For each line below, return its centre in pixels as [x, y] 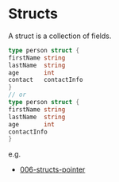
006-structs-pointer [52, 170]
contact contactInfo [46, 80]
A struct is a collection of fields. [60, 36]
